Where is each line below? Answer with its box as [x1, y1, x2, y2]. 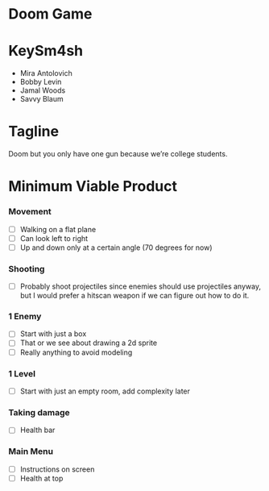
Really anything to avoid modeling [19, 347, 133, 357]
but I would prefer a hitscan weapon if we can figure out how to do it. [19, 291, 250, 301]
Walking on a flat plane [19, 224, 97, 234]
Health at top [19, 473, 64, 483]
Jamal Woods [19, 85, 66, 95]
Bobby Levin [19, 77, 62, 87]
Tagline [8, 123, 59, 141]
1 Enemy [8, 311, 42, 322]
